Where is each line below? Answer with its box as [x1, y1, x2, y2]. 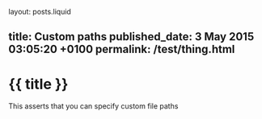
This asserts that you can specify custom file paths [8, 101, 179, 111]
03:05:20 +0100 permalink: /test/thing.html [8, 43, 235, 56]
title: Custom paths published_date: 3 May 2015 [8, 30, 255, 43]
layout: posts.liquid [8, 7, 71, 16]
